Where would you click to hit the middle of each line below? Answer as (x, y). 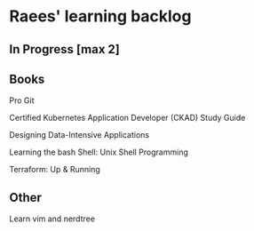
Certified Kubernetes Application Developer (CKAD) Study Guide (127, 118)
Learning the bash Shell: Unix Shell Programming (99, 152)
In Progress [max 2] (64, 49)
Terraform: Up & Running (55, 170)
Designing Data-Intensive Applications (79, 135)
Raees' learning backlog (100, 16)
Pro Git (22, 100)
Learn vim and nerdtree (52, 219)
